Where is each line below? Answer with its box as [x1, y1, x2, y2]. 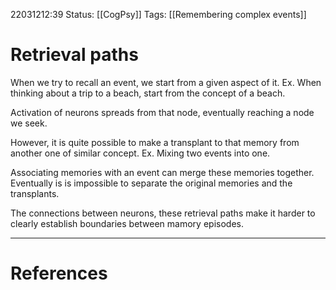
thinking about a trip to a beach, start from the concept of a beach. [10, 87, 286, 99]
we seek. [10, 117, 48, 129]
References [10, 262, 108, 285]
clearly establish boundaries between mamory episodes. [10, 217, 244, 229]
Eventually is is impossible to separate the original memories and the [10, 177, 293, 189]
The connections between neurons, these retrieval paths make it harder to [10, 207, 316, 219]
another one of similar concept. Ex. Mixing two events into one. [10, 147, 271, 159]
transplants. [10, 187, 60, 199]
